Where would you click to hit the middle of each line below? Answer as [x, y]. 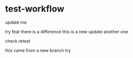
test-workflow [35, 9]
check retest [18, 41]
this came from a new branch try [38, 50]
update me [16, 22]
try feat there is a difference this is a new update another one [67, 31]
